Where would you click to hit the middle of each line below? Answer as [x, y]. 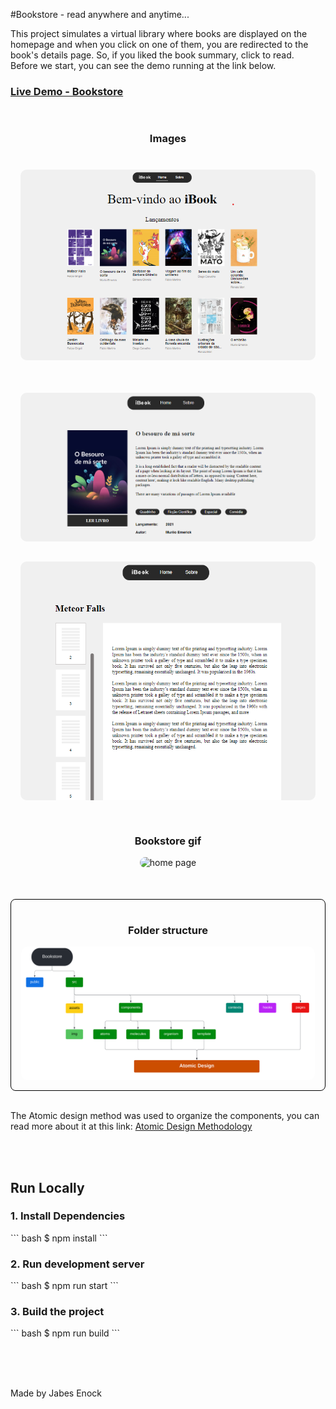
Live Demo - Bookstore [67, 91]
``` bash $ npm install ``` [59, 1238]
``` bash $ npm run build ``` [65, 1333]
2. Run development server [77, 1264]
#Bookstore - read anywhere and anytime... [100, 14]
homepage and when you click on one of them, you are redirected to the [159, 44]
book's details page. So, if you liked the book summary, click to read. [152, 55]
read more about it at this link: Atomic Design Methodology [131, 1126]
